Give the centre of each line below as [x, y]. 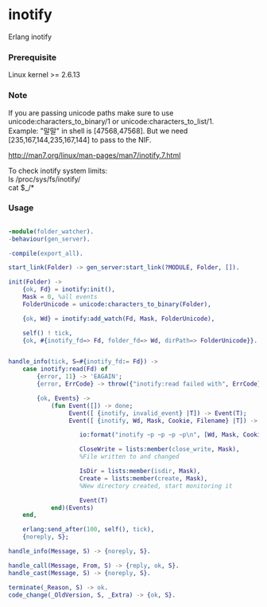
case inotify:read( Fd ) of [66, 369]
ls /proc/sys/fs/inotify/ [44, 179]
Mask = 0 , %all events [60, 297]
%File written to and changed [129, 457]
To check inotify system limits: [58, 170]
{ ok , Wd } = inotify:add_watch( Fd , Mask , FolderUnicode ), [119, 319]
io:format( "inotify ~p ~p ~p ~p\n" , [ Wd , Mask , [159, 435]
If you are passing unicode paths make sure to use [91, 112]
